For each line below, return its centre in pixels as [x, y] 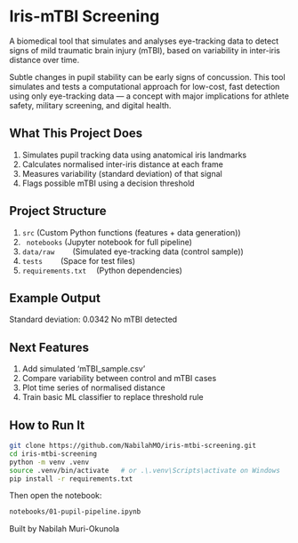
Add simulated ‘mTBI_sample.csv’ [84, 369]
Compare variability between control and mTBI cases [119, 379]
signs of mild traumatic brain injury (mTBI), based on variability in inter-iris [145, 50]
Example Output [55, 298]
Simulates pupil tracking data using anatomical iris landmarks [134, 155]
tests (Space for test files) [79, 260]
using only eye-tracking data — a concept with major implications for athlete [149, 96]
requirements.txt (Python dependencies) [102, 270]
